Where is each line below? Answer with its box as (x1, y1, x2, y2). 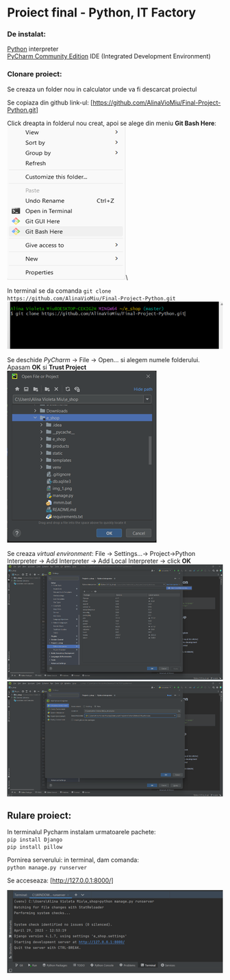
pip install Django (7, 836, 63, 843)
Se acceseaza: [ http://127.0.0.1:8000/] (7, 876, 114, 884)
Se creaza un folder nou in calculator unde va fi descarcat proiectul (7, 85, 197, 93)
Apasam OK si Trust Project (7, 363, 87, 371)
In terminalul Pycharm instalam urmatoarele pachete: (7, 828, 156, 836)
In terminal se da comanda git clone (7, 287, 112, 295)
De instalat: (7, 30, 47, 39)
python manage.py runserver (7, 865, 88, 871)
